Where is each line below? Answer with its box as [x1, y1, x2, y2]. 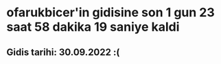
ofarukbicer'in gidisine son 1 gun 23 [6, 5, 216, 20]
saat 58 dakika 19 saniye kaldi [6, 19, 180, 35]
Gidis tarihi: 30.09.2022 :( [6, 46, 120, 58]
